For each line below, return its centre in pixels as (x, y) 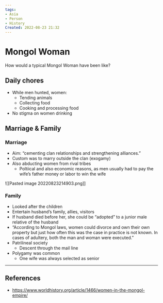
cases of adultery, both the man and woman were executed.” (73, 238)
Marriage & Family (33, 129)
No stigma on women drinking (42, 113)
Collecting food (35, 102)
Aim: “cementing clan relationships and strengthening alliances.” (76, 153)
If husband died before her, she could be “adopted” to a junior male (79, 217)
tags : (10, 10)
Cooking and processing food (49, 108)
